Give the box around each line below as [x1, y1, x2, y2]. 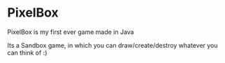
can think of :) [7, 48, 48, 57]
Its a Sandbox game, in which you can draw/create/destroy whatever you [7, 41, 218, 49]
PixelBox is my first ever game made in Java [7, 28, 134, 36]
